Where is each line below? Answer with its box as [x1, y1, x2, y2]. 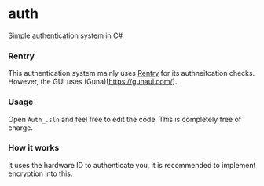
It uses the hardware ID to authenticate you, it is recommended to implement [8, 160, 256, 169]
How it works [8, 143, 60, 154]
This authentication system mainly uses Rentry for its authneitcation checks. [8, 69, 255, 78]
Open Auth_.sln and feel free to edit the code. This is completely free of [8, 114, 242, 124]
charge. [8, 123, 33, 132]
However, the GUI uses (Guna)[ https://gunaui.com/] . [8, 76, 178, 87]
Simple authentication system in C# [8, 31, 123, 40]
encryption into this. [8, 169, 73, 178]
